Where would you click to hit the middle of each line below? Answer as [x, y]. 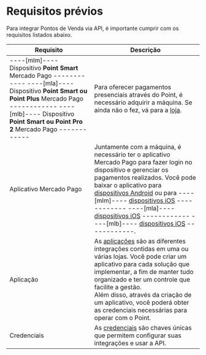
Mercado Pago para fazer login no [143, 162]
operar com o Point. [123, 318]
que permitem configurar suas [138, 335]
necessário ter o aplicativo [132, 155]
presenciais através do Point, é [138, 94]
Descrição [146, 50]
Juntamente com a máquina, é [138, 147]
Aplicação [24, 279]
